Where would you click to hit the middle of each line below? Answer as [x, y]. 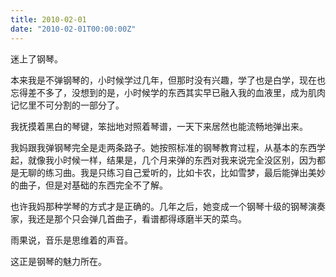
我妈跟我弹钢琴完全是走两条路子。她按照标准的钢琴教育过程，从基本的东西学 [168, 147]
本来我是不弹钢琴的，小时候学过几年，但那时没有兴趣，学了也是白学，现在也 [168, 80]
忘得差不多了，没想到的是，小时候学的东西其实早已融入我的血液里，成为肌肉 [168, 92]
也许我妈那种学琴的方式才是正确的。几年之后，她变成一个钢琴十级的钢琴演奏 [168, 206]
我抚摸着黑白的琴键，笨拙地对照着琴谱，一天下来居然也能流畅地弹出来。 [159, 126]
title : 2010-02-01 [48, 19]
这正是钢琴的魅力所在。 [58, 261]
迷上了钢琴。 [36, 58]
